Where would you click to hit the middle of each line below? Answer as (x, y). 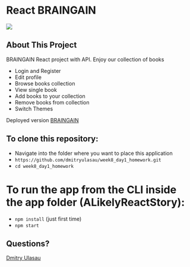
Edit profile (28, 77)
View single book (36, 90)
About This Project (42, 45)
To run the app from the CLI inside (91, 190)
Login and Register (38, 71)
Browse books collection (45, 83)
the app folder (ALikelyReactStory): (96, 202)
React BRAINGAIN (51, 10)
